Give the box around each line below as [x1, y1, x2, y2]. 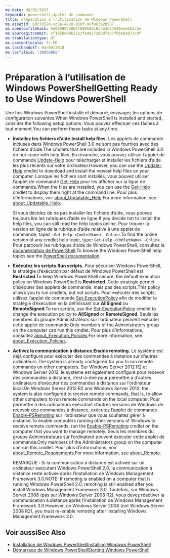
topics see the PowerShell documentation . [12, 253, 101, 259]
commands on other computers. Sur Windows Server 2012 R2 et [12, 364, 147, 370]
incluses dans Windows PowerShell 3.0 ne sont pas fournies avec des [12, 141, 158, 147]
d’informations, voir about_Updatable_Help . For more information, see [12, 195, 157, 201]
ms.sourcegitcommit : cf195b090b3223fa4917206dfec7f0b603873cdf [5, 31, 142, 36]
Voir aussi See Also [5, 528, 66, 537]
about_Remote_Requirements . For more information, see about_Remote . [12, 450, 162, 456]
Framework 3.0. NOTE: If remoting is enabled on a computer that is [12, 476, 151, 482]
